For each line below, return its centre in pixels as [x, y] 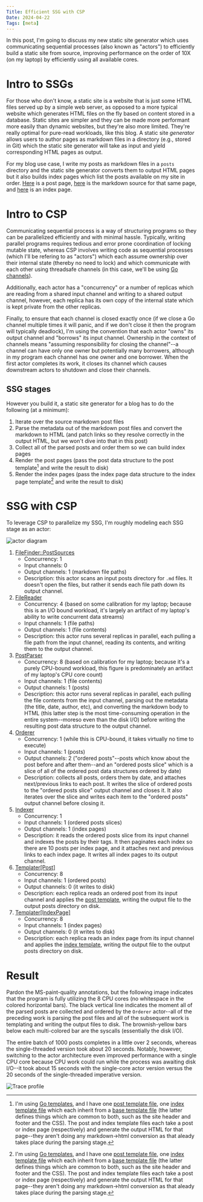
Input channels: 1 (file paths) [59, 623]
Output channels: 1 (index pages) [65, 829]
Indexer [24, 810]
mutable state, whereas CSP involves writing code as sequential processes [100, 250]
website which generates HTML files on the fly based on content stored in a [101, 114]
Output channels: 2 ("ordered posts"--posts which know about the [107, 758]
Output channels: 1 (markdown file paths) [75, 572]
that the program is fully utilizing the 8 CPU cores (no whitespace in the [95, 999]
